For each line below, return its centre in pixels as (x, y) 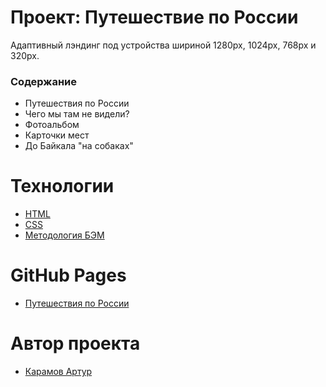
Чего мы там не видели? (77, 114)
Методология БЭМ (64, 235)
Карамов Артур (58, 372)
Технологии (62, 186)
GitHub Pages (68, 275)
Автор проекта (75, 343)
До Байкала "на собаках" (79, 146)
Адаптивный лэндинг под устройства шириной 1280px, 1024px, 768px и (163, 45)
